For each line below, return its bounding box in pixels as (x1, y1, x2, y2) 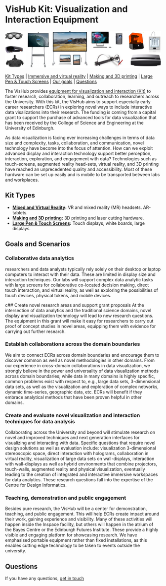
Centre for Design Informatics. (5, 482, 67, 488)
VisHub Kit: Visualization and (5, 3, 128, 15)
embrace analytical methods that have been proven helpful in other (5, 394, 142, 400)
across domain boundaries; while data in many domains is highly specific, (5, 373, 155, 379)
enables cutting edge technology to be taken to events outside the (5, 542, 140, 549)
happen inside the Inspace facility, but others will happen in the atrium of (5, 521, 154, 527)
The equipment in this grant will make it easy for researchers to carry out (5, 318, 154, 324)
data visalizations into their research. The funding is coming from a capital (5, 109, 156, 115)
